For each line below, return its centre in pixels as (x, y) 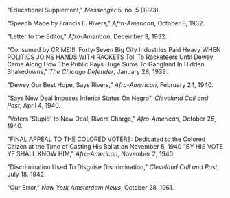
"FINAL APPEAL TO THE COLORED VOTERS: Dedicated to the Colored (106, 139)
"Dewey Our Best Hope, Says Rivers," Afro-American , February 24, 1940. (111, 85)
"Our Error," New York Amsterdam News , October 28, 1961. (91, 187)
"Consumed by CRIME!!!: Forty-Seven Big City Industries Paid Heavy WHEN (114, 50)
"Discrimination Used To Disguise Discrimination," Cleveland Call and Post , (113, 167)
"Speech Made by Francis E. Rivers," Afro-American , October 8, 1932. (106, 23)
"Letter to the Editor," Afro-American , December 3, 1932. (87, 36)
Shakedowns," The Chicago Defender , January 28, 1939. (88, 72)
